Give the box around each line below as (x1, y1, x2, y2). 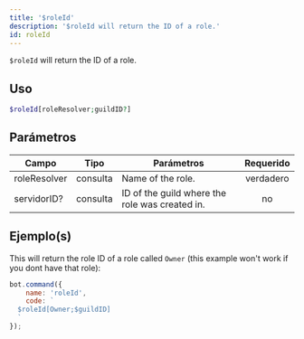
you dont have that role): (9, 262, 101, 273)
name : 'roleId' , (25, 288, 88, 297)
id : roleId (9, 30, 51, 39)
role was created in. (121, 198, 205, 211)
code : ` (25, 297, 54, 306)
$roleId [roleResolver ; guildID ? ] (9, 105, 131, 114)
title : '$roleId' (9, 13, 75, 23)
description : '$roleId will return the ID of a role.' (9, 22, 221, 31)
